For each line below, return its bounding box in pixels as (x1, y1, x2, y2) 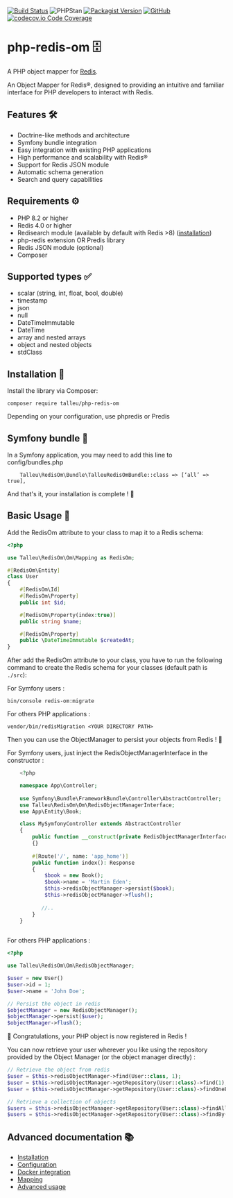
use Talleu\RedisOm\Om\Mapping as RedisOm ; (7, 554, 135, 562)
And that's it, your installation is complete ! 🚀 (7, 490, 135, 498)
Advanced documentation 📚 (7, 1131, 135, 1143)
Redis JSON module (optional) (17, 243, 104, 251)
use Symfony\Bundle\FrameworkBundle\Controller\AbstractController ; (19, 795, 222, 802)
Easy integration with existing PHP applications (17, 146, 152, 154)
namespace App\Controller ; (19, 782, 98, 789)
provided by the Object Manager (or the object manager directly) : (7, 1053, 196, 1061)
